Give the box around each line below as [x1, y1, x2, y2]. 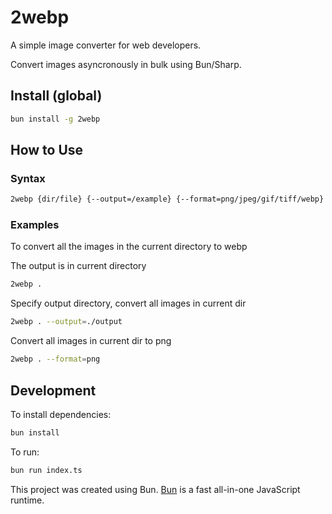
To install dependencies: [10, 408, 112, 420]
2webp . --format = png [10, 354, 101, 365]
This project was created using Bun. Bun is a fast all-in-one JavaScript [10, 483, 301, 495]
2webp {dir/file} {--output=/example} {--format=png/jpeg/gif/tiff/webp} [10, 194, 325, 205]
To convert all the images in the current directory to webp [10, 241, 248, 253]
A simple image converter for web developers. [10, 39, 202, 51]
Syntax [10, 171, 46, 185]
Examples [10, 218, 60, 232]
